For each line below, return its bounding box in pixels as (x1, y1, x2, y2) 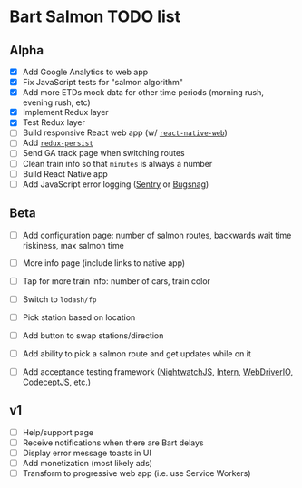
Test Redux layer (22, 117, 86, 128)
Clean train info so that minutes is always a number (22, 158, 213, 169)
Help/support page (22, 426, 93, 437)
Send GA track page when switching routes (22, 148, 185, 159)
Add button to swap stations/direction (22, 329, 164, 341)
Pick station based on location (22, 311, 136, 323)
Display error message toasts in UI (22, 447, 151, 458)
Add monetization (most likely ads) (22, 458, 152, 468)
